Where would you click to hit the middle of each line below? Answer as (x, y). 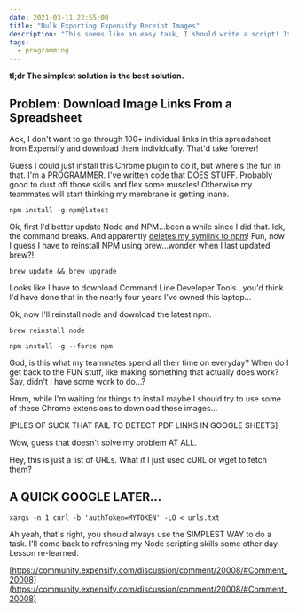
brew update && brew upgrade (63, 271)
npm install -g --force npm (61, 346)
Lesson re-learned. (44, 552)
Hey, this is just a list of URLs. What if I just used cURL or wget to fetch (138, 459)
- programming (43, 51)
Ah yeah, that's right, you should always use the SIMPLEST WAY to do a (141, 534)
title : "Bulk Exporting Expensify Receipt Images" (105, 26)
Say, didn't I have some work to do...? (78, 381)
